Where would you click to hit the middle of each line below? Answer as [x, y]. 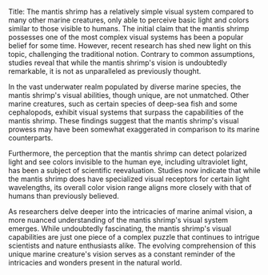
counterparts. [31, 138]
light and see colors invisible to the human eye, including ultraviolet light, [128, 162]
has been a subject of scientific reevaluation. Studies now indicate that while [134, 170]
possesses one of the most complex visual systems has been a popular [126, 37]
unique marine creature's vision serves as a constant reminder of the [122, 254]
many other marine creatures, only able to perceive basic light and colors [129, 20]
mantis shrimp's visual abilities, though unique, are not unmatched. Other [129, 95]
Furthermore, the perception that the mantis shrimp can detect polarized [128, 153]
